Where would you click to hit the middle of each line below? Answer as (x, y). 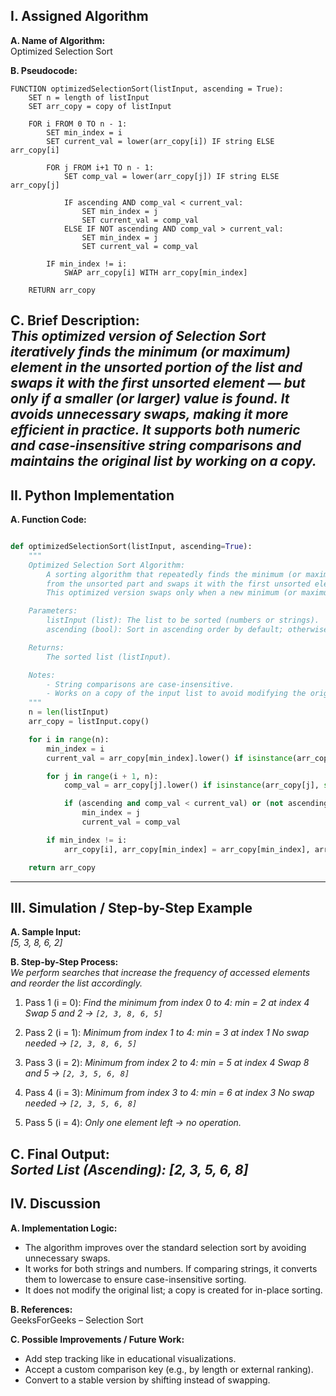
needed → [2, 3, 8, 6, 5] (81, 1043)
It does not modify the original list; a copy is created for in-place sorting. (173, 1290)
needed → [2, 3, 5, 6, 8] (81, 1103)
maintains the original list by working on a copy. (163, 461)
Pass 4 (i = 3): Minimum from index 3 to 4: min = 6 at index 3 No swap (169, 1093)
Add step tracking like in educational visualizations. (130, 1358)
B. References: (41, 1309)
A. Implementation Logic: (64, 1228)
